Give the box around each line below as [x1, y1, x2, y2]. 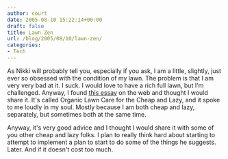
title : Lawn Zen [7, 29, 53, 36]
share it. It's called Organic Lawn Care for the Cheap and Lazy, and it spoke [7, 96, 220, 104]
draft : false [7, 23, 45, 29]
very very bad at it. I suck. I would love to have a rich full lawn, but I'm [7, 81, 204, 89]
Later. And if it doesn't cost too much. [7, 145, 114, 154]
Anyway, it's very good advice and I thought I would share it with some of [7, 124, 214, 132]
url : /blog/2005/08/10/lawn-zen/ [7, 35, 103, 42]
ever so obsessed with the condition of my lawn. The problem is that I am [7, 74, 214, 82]
